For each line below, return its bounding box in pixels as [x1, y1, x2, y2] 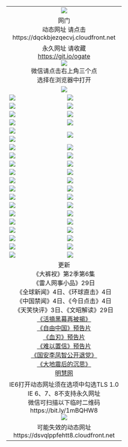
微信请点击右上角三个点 [31, 66, 97, 75]
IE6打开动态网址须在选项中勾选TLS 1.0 [9, 380, 119, 389]
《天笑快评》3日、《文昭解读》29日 [14, 306, 114, 314]
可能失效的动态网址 [37, 423, 91, 431]
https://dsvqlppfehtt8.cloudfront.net [13, 431, 115, 439]
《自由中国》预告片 [37, 324, 91, 332]
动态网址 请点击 [41, 25, 86, 34]
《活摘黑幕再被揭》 [37, 315, 91, 323]
